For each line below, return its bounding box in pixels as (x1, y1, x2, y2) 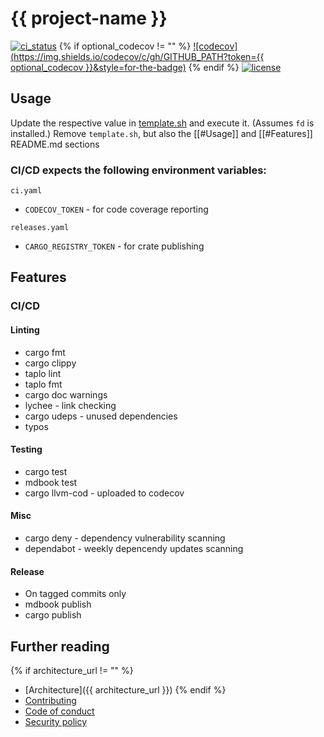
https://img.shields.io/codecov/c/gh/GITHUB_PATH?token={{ (13, 50, 265, 62)
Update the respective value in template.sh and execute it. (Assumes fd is (10, 117, 315, 129)
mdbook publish (24, 598, 92, 611)
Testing (10, 443, 43, 456)
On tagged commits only (24, 588, 127, 600)
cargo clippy (24, 357, 77, 369)
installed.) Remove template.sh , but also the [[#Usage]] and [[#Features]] (10, 127, 313, 139)
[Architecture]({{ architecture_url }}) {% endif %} (24, 683, 227, 696)
